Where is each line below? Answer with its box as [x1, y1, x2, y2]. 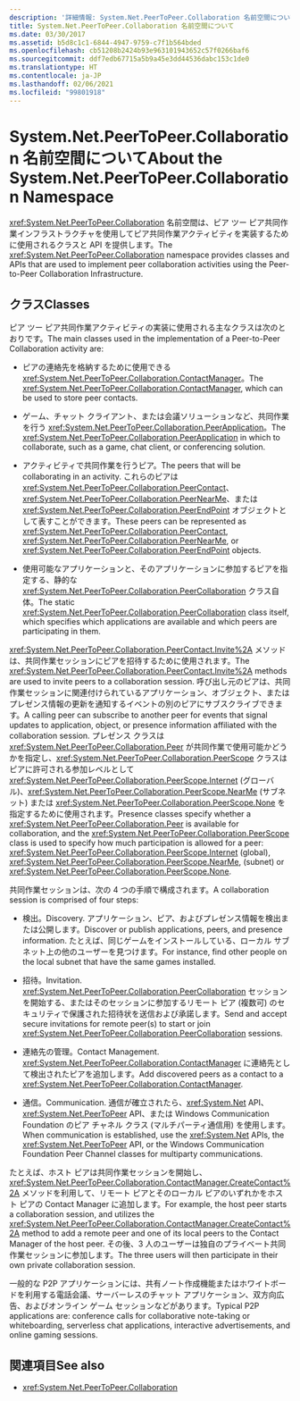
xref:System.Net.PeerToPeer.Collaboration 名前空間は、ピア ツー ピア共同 [9, 217, 281, 228]
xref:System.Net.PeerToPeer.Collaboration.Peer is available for [9, 818, 239, 829]
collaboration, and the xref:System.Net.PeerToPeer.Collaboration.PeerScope [9, 828, 290, 839]
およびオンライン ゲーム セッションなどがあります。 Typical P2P [24, 1301, 260, 1312]
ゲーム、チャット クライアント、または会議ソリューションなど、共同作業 [21, 411, 290, 422]
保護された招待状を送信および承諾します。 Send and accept [68, 1009, 287, 1019]
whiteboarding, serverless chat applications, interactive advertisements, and [9, 1320, 291, 1331]
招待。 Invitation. [21, 975, 83, 986]
